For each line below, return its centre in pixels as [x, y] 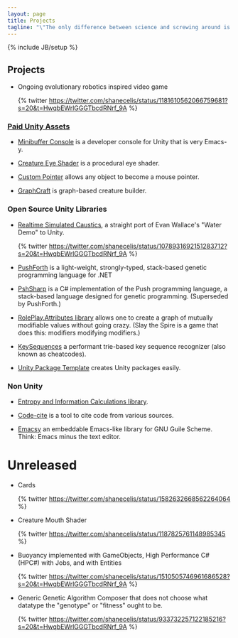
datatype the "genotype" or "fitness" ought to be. [90, 605]
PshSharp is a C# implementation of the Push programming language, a [123, 288]
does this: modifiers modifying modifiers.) [79, 332]
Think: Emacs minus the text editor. [69, 437]
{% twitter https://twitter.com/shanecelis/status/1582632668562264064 [124, 499]
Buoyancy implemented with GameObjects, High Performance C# [113, 556]
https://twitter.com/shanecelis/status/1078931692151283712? [138, 246]
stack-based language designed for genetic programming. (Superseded [123, 296]
